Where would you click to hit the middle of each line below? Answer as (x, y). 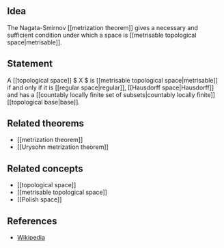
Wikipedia (31, 238)
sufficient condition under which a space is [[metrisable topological (102, 35)
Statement (30, 64)
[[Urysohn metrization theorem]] (63, 147)
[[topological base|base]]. (44, 102)
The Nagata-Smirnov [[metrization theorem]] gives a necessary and (102, 27)
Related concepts (45, 168)
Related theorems (45, 123)
